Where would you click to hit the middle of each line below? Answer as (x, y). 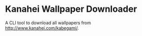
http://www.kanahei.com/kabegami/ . (42, 28)
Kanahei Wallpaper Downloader (71, 9)
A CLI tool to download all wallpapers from (48, 23)
